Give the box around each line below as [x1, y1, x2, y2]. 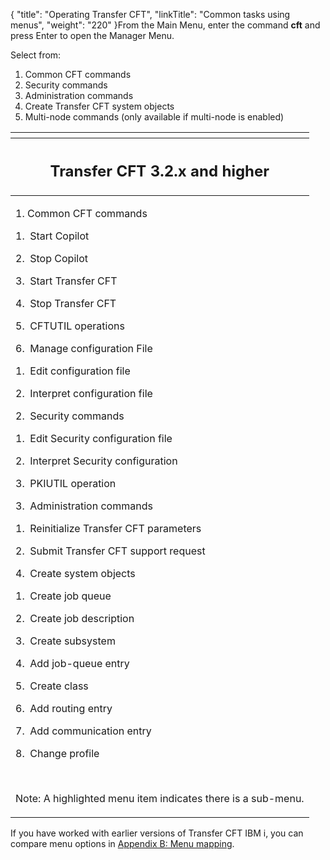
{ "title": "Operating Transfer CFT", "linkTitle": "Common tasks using [10, 9, 291, 20]
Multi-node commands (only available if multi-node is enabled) [24, 111, 285, 123]
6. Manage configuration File [15, 341, 153, 355]
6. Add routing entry [15, 701, 113, 715]
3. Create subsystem [15, 634, 116, 648]
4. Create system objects [15, 566, 136, 580]
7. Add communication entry [15, 724, 152, 738]
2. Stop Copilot [15, 251, 88, 265]
